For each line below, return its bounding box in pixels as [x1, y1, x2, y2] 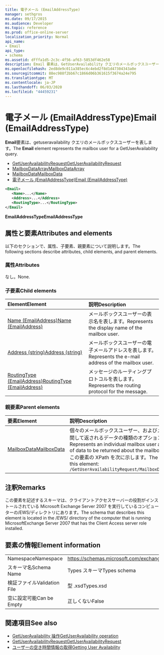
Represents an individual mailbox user [69, 441, 157, 448]
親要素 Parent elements [5, 404, 60, 411]
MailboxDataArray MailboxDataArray [12, 166, 84, 172]
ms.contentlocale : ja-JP [5, 80, 56, 85]
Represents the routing [88, 382, 141, 389]
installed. [5, 526, 23, 531]
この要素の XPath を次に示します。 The [69, 454, 158, 461]
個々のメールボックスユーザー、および [69, 427, 158, 434]
